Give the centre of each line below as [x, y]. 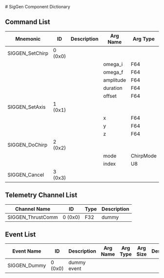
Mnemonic [28, 39]
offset [110, 96]
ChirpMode [144, 156]
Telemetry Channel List [41, 195]
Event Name [27, 251]
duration [113, 88]
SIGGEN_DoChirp [28, 145]
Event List [20, 235]
